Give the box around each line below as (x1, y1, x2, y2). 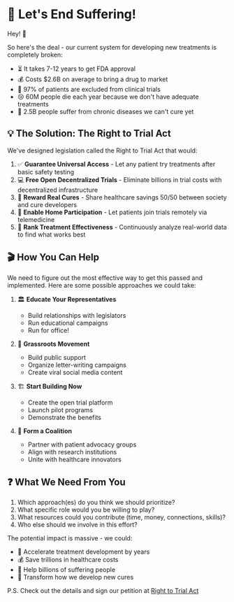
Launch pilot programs (27, 405, 93, 414)
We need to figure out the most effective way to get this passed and (7, 273, 203, 282)
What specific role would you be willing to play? (17, 505, 155, 514)
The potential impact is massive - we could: (7, 534, 133, 542)
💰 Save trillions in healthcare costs (17, 556, 119, 564)
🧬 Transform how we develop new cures (17, 573, 134, 582)
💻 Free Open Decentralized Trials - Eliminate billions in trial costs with (17, 175, 222, 184)
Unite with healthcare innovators (27, 455, 122, 463)
